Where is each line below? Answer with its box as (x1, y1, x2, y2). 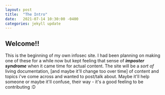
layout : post (5, 7, 32, 12)
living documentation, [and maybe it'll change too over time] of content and (5, 68, 159, 74)
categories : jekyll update (5, 21, 61, 26)
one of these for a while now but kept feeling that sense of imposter (5, 58, 145, 64)
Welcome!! (5, 39, 40, 47)
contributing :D (5, 84, 36, 90)
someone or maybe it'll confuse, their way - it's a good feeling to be (5, 79, 144, 85)
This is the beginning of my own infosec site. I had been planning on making (5, 52, 161, 58)
